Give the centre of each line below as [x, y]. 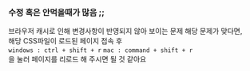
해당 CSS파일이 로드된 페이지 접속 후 [65, 41]
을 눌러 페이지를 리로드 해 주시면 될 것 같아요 [77, 59]
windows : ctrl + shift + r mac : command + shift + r [101, 50]
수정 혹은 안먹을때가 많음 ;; [57, 12]
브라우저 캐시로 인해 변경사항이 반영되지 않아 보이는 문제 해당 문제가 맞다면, [125, 31]
